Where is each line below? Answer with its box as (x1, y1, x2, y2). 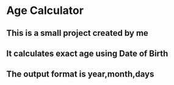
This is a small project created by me (6, 28, 148, 38)
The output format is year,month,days (6, 69, 154, 80)
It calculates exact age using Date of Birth (6, 48, 169, 58)
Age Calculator (6, 4, 84, 18)
